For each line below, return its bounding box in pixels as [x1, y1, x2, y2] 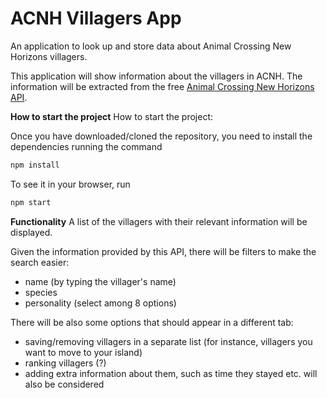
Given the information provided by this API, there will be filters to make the [10, 245, 317, 257]
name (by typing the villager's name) [24, 275, 177, 287]
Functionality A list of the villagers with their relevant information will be [10, 215, 308, 227]
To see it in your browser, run [10, 178, 131, 190]
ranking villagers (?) [24, 357, 107, 369]
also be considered [24, 378, 105, 390]
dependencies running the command [10, 140, 163, 152]
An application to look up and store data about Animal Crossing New [10, 40, 292, 52]
